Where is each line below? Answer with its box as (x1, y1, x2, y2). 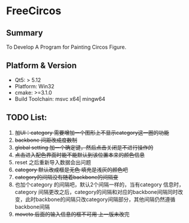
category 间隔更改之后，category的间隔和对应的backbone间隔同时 (14, 188, 178, 195)
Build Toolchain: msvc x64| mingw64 (14, 95, 105, 102)
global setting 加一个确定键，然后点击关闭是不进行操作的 (14, 144, 153, 151)
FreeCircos (6, 4, 62, 18)
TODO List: (6, 113, 47, 123)
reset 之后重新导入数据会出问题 (14, 158, 92, 165)
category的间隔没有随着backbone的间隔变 (14, 173, 118, 180)
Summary (6, 28, 43, 38)
